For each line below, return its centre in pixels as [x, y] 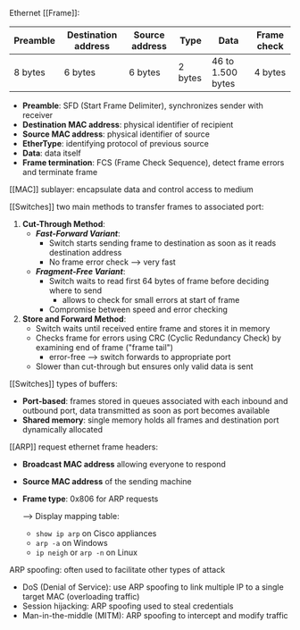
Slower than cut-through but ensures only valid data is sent [144, 366]
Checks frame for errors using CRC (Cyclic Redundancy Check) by [158, 338]
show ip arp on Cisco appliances [96, 533]
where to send [75, 290]
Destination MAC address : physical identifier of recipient [128, 125]
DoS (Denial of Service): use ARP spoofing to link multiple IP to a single [153, 587]
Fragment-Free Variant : [80, 271]
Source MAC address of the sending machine [107, 481]
